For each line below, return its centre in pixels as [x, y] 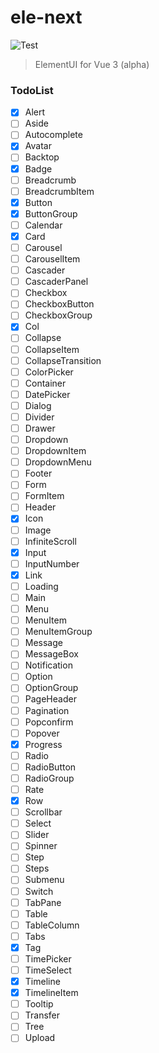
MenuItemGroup [58, 632]
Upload [40, 1038]
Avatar [38, 146]
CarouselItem [52, 259]
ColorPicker [49, 372]
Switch [39, 891]
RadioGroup [49, 778]
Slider [37, 835]
